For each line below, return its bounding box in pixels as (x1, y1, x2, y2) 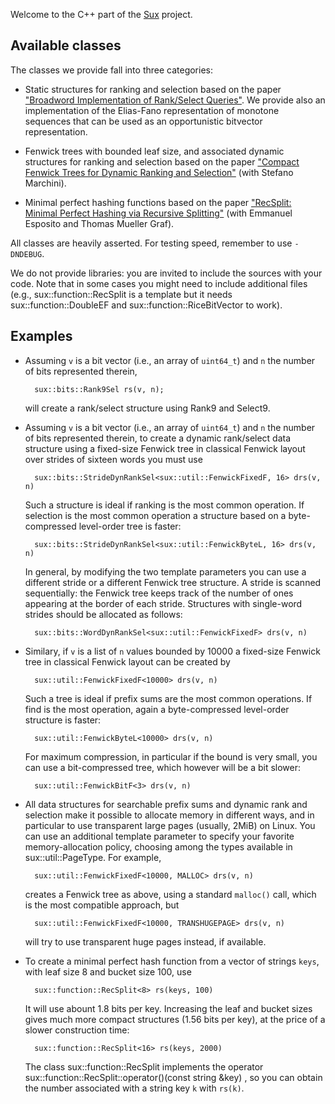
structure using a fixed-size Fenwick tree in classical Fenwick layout (24, 442, 306, 454)
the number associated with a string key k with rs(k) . (24, 1082, 245, 1094)
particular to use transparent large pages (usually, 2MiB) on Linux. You (24, 819, 316, 831)
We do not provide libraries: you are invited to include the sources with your (10, 267, 323, 279)
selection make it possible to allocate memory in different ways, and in (24, 809, 315, 821)
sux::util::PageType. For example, (24, 851, 162, 863)
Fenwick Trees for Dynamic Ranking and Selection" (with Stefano (24, 166, 294, 178)
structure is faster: (24, 714, 102, 726)
